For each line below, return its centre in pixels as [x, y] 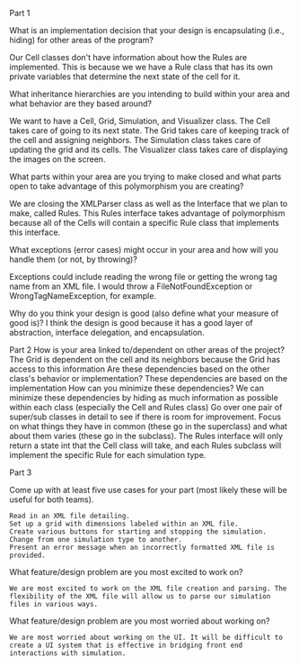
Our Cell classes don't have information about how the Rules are [128, 57]
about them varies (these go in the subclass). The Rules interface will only [146, 436]
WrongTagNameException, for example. [83, 296]
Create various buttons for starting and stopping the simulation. [138, 532]
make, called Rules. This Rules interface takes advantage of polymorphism [147, 213]
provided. [28, 555]
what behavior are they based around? [81, 103]
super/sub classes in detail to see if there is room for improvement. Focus [145, 417]
